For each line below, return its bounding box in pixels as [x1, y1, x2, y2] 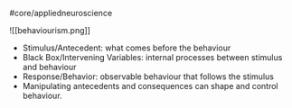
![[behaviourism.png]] [9, 25, 90, 35]
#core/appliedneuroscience [9, 8, 113, 18]
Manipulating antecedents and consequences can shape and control [22, 81, 278, 91]
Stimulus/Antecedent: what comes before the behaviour [22, 42, 231, 53]
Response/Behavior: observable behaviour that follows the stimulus [22, 71, 274, 82]
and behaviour [22, 62, 77, 72]
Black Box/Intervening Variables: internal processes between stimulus [22, 52, 283, 62]
